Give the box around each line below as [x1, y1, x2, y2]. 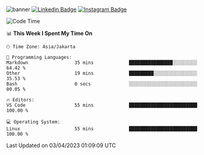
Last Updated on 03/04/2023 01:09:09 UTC [6, 142, 116, 149]
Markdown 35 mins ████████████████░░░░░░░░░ [6, 60, 198, 66]
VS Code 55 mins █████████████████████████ [6, 102, 198, 108]
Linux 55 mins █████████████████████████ [6, 126, 198, 132]
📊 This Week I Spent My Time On [6, 30, 93, 36]
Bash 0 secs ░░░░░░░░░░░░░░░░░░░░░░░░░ [6, 81, 198, 87]
